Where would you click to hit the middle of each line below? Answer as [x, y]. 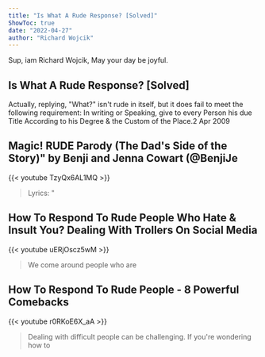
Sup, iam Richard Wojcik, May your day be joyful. [88, 60]
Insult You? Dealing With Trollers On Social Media [133, 230]
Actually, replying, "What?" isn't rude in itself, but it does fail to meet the [126, 105]
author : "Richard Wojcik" [51, 38]
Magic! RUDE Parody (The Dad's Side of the [118, 146]
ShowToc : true [32, 23]
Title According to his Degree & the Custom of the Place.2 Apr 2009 [119, 121]
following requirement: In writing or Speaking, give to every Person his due [130, 113]
